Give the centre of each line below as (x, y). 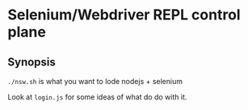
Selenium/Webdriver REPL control (124, 15)
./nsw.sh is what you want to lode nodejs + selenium (95, 81)
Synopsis (32, 62)
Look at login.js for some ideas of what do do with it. (97, 97)
